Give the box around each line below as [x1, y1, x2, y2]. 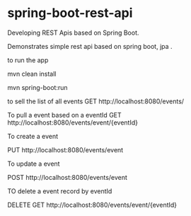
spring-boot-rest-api [7, 5, 133, 21]
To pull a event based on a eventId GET [7, 110, 122, 119]
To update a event [7, 159, 60, 168]
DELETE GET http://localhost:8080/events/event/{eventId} [7, 200, 178, 209]
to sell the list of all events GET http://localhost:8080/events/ [7, 97, 185, 106]
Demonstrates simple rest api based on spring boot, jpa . [7, 42, 173, 50]
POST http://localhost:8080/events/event [7, 173, 127, 181]
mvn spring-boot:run [7, 83, 68, 91]
